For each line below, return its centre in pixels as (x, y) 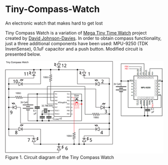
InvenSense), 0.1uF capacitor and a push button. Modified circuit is (74, 49)
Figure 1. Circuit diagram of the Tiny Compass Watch (60, 157)
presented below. (23, 54)
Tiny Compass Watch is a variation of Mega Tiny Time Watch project (76, 33)
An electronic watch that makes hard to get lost (54, 23)
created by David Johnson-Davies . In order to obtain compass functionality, (83, 38)
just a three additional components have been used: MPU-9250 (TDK (77, 43)
